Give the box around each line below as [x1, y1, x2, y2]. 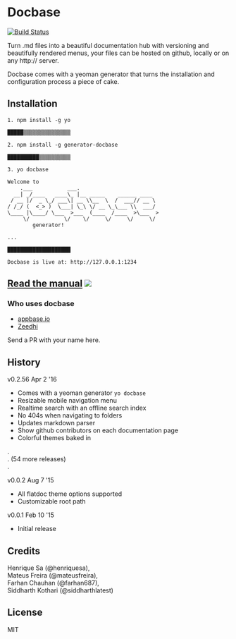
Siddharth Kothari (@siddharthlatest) [7, 586, 114, 595]
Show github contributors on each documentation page [17, 426, 178, 434]
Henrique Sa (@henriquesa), [7, 564, 90, 572]
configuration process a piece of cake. [7, 77, 120, 85]
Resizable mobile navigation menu [17, 396, 118, 405]
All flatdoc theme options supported [17, 489, 123, 498]
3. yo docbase [7, 166, 49, 173]
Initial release [17, 525, 56, 533]
